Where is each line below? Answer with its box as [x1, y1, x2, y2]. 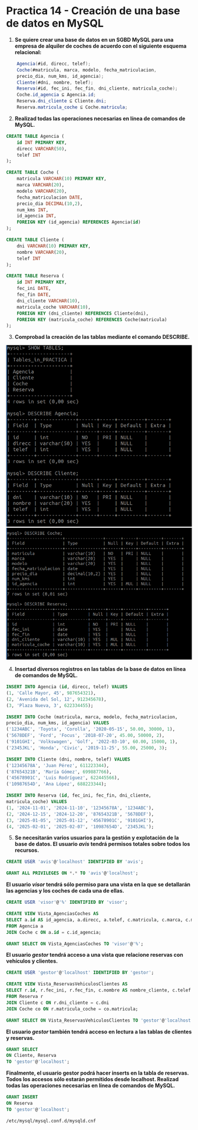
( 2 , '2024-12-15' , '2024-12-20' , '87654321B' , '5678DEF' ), [6, 811, 154, 817]
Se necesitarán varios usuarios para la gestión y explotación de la [14, 834, 179, 841]
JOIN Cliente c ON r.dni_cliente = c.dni [6, 1000, 110, 1006]
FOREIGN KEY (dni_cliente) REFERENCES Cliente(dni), [16, 310, 149, 316]
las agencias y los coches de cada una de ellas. [6, 887, 125, 894]
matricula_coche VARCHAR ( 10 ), [16, 304, 91, 310]
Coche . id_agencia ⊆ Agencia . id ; [16, 92, 96, 98]
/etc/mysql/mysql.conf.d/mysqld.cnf [6, 1118, 96, 1124]
